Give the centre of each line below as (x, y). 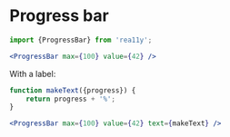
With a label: (33, 73)
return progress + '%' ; (71, 99)
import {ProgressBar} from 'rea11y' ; (81, 40)
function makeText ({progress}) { (73, 90)
